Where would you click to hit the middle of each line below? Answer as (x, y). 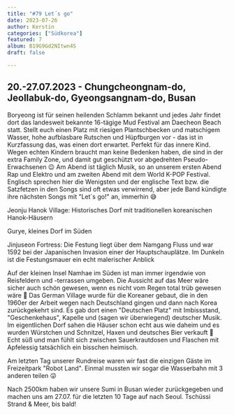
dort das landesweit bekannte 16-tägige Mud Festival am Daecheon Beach (114, 122)
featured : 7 (24, 40)
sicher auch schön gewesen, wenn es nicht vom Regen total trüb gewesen (114, 288)
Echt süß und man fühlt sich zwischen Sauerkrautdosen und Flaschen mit (113, 340)
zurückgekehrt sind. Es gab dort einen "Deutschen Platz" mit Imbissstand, (114, 310)
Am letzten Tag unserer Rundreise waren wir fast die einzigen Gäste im (109, 361)
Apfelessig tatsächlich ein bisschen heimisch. (73, 347)
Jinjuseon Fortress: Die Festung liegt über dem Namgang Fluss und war (110, 245)
